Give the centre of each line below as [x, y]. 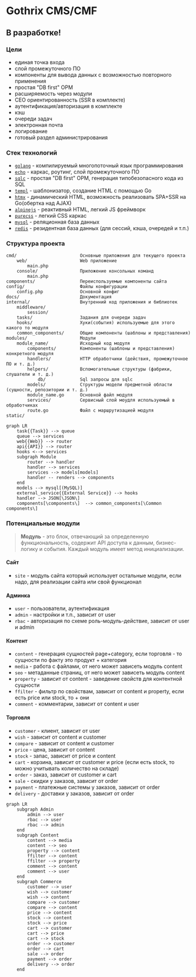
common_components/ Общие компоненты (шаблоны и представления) [104, 333]
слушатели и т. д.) [30, 375]
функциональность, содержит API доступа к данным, [87, 542]
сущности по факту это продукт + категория [71, 660]
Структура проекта [36, 244]
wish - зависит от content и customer [60, 737]
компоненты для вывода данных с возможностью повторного [93, 74]
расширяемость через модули [53, 93]
